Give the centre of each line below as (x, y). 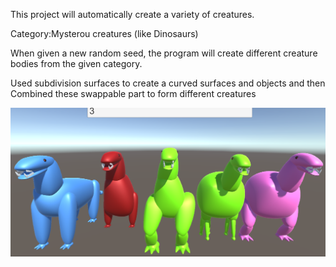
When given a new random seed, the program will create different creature (164, 53)
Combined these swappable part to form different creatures (133, 93)
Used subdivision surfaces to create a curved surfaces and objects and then (168, 83)
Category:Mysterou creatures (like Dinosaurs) (104, 33)
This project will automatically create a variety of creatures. (132, 14)
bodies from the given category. (76, 63)
